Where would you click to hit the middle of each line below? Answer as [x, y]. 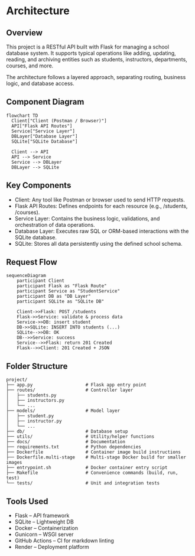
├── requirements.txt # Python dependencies [74, 447]
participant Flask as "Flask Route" [62, 286]
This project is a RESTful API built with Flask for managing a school [88, 47]
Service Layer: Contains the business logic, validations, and [87, 218]
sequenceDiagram [26, 276]
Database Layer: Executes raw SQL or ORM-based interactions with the [102, 231]
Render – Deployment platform [52, 547]
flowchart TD [22, 116]
